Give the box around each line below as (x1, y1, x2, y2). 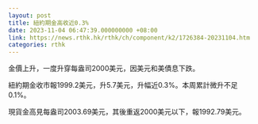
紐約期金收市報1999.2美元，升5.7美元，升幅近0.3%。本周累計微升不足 (8, 81, 238, 90)
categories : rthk (8, 41, 66, 49)
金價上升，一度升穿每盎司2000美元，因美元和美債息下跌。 (8, 64, 200, 73)
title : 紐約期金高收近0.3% (8, 19, 89, 27)
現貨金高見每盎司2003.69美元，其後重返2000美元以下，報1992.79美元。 (8, 107, 246, 117)
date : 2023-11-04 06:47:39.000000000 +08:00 (8, 26, 158, 34)
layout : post (8, 11, 52, 20)
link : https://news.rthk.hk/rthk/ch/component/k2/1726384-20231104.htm (8, 33, 250, 42)
